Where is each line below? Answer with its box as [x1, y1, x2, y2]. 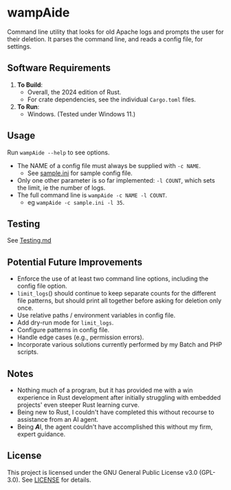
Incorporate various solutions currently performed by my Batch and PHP [16, 340, 222, 349]
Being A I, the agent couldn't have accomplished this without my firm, [16, 422, 213, 431]
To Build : [16, 81, 43, 89]
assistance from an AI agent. [16, 416, 98, 423]
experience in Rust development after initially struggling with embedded [16, 394, 221, 401]
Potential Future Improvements [7, 256, 143, 268]
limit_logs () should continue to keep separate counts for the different [16, 289, 217, 298]
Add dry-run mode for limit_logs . [16, 318, 114, 327]
